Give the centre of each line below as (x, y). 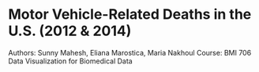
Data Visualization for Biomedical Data (70, 61)
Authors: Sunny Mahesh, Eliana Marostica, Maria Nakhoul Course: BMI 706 (130, 52)
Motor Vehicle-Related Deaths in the (130, 14)
